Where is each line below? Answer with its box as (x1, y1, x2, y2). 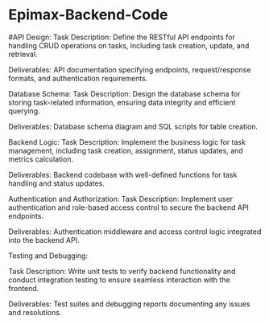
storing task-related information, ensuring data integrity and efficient (8, 97, 236, 107)
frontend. (8, 283, 39, 293)
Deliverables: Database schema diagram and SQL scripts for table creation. (8, 121, 259, 131)
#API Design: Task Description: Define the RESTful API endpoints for (8, 32, 236, 42)
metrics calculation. (8, 154, 74, 164)
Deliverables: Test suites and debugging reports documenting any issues (8, 299, 250, 309)
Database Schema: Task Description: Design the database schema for (8, 88, 241, 98)
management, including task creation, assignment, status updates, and (8, 146, 243, 155)
